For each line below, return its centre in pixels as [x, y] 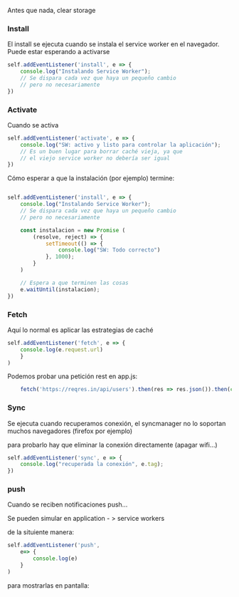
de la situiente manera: [41, 532]
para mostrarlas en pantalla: [48, 585]
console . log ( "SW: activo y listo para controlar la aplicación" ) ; [121, 145]
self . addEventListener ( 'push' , [54, 545]
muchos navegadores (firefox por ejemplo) [70, 431]
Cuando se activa [33, 125]
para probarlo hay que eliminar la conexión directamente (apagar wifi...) [113, 445]
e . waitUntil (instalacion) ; [60, 289]
